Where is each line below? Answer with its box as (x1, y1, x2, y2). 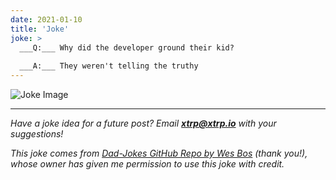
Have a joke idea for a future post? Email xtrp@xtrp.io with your (10, 117, 277, 129)
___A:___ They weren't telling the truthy (19, 61, 199, 71)
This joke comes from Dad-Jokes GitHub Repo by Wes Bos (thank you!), (10, 147, 308, 159)
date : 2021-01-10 (10, 14, 83, 25)
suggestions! (10, 128, 64, 140)
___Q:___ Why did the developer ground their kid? (19, 42, 235, 53)
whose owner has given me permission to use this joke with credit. (10, 158, 285, 170)
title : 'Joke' (10, 24, 70, 34)
